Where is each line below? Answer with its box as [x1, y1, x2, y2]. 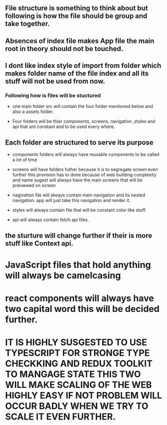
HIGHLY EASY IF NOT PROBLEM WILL [5, 390, 163, 401]
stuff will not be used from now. [5, 77, 106, 85]
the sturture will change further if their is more [5, 231, 153, 239]
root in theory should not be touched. [5, 44, 124, 53]
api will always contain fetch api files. [12, 217, 89, 223]
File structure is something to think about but [5, 4, 148, 12]
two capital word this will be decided [5, 303, 160, 314]
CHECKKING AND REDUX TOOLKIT [5, 358, 153, 369]
